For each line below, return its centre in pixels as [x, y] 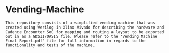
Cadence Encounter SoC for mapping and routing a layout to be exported [85, 32]
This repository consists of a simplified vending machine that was [80, 23]
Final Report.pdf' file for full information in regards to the [76, 41]
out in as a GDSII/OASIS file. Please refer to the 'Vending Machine [81, 36]
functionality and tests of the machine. [50, 45]
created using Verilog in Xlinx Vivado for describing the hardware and [85, 27]
